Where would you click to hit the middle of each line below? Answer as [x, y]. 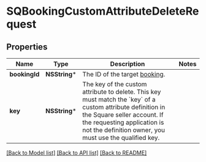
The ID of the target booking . [124, 74]
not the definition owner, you [124, 130]
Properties [27, 47]
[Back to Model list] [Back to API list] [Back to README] [77, 153]
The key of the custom [115, 84]
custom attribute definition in [124, 107]
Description [128, 64]
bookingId [25, 74]
